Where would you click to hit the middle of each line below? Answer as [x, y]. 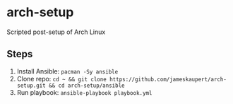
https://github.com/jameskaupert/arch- [168, 79]
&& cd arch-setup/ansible [86, 86]
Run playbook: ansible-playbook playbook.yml [84, 92]
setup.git [31, 86]
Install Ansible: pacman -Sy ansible [67, 71]
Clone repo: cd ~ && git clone [62, 79]
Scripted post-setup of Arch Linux [56, 32]
